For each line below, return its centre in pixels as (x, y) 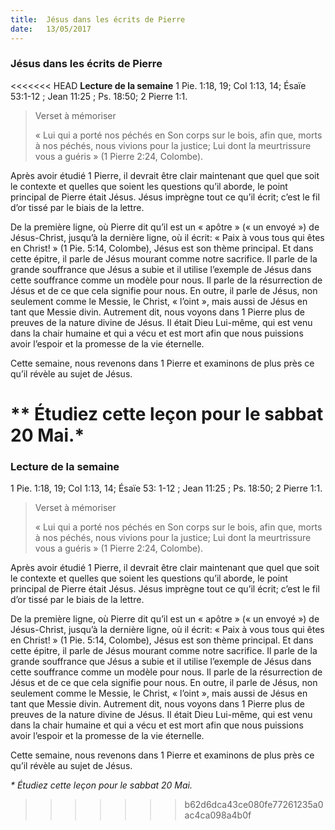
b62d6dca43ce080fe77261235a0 (254, 805)
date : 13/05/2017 (51, 29)
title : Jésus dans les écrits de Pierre (98, 19)
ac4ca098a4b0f (218, 815)
